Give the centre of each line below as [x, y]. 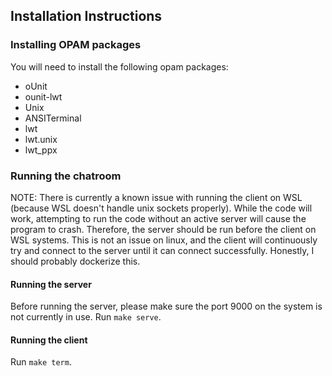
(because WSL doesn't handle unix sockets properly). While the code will [161, 208]
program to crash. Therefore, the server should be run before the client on [163, 229]
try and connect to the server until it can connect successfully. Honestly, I [162, 250]
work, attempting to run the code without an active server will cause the [158, 218]
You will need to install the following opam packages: [119, 66]
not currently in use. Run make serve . [86, 317]
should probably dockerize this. [75, 261]
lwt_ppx [41, 150]
